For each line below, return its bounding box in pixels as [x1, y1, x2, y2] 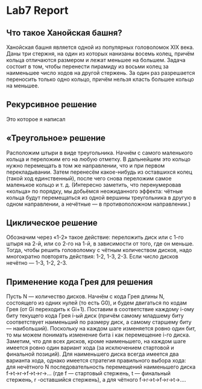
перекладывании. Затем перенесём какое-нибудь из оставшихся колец [6, 168, 193, 176]
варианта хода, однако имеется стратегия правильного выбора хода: [6, 357, 186, 364]
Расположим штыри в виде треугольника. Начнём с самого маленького [6, 149, 193, 156]
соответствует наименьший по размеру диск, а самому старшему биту [6, 318, 192, 326]
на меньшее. [6, 82, 39, 89]
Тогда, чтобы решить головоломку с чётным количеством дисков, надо [6, 247, 192, 254]
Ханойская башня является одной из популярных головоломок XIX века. [6, 43, 194, 51]
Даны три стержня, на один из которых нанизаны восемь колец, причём [6, 50, 195, 57]
